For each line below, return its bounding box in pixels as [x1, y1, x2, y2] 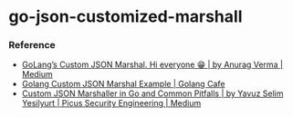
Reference [8, 39, 56, 52]
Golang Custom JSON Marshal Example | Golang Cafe [21, 79, 225, 90]
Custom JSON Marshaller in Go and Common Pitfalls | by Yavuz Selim [21, 88, 284, 99]
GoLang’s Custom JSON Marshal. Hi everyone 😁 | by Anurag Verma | [21, 59, 284, 70]
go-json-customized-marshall [8, 6, 243, 27]
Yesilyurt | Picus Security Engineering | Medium [21, 98, 202, 109]
